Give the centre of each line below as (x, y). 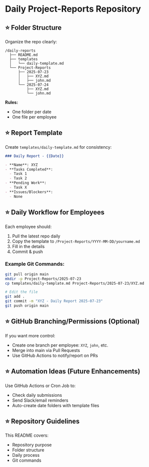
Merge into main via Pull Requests (46, 350)
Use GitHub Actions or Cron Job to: (41, 386)
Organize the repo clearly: (31, 42)
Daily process (26, 455)
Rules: (12, 102)
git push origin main (27, 306)
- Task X (18, 188)
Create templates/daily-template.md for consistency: (58, 147)
